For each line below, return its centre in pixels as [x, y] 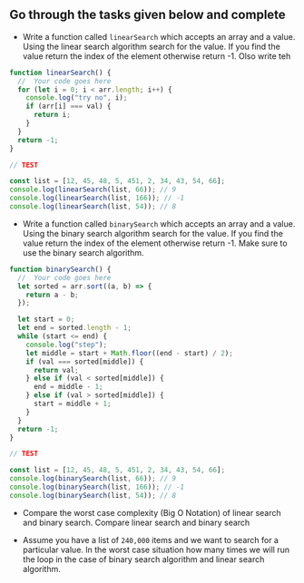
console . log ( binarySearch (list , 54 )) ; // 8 [93, 495]
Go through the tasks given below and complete [147, 15]
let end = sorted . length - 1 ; [74, 328]
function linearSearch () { [60, 73]
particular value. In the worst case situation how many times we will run [156, 549]
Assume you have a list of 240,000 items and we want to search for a [151, 539]
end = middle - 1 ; [68, 387]
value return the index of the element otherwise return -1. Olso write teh [157, 56]
